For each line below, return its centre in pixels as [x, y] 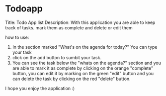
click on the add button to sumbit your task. [57, 57]
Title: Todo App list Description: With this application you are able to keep [80, 22]
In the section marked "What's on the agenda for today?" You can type [85, 47]
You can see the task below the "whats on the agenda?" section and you [87, 63]
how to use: [17, 37]
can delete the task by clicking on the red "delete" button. [71, 79]
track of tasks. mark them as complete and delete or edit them [69, 27]
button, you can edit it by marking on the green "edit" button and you [83, 73]
